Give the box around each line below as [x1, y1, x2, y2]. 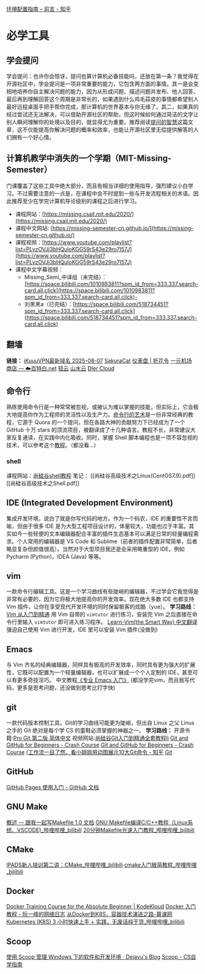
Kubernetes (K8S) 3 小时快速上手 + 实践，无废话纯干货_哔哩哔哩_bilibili [6, 918, 185, 926]
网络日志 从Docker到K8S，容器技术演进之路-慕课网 [43, 910, 173, 918]
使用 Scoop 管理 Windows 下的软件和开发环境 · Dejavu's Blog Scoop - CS [6, 953, 191, 961]
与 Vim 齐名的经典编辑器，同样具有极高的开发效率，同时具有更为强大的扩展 [6, 661, 196, 668]
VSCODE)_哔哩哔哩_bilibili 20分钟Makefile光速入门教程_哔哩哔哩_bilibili [16, 826, 195, 833]
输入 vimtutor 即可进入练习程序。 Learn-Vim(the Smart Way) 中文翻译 [22, 618, 198, 626]
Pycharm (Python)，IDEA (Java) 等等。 [6, 552, 105, 560]
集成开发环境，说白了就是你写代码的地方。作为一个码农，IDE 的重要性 [6, 514, 182, 522]
